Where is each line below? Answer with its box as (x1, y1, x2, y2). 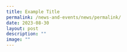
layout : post (6, 25, 39, 32)
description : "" (6, 31, 47, 37)
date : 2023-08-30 (6, 20, 49, 26)
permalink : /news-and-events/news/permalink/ (6, 14, 121, 20)
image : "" (6, 36, 31, 42)
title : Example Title (6, 8, 60, 15)
